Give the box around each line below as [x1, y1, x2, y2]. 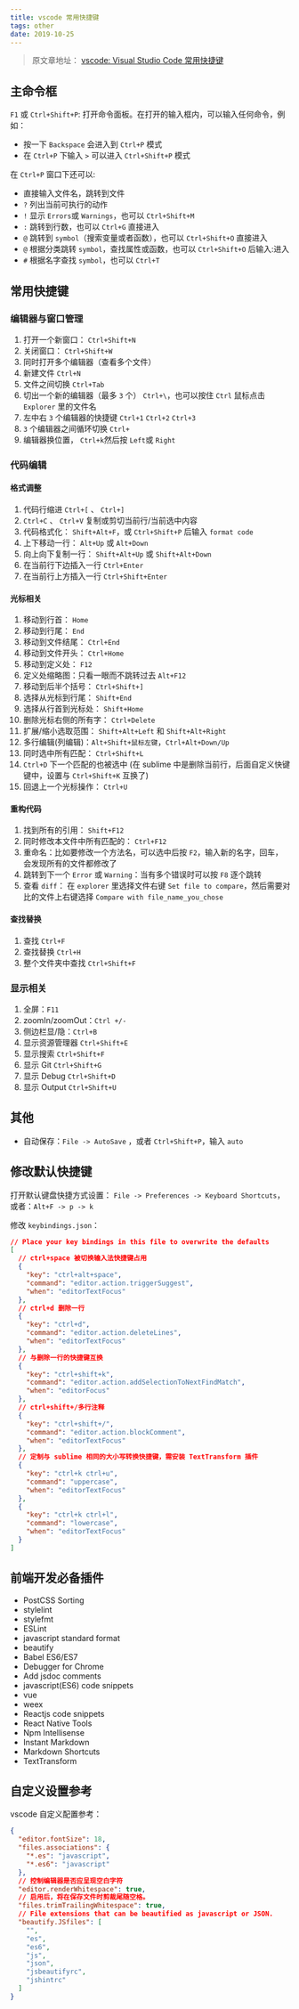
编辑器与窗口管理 [10, 313, 84, 325]
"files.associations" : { [18, 1843, 110, 1852]
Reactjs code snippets [22, 1708, 105, 1719]
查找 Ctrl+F [22, 935, 66, 946]
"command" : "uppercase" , [26, 1477, 118, 1486]
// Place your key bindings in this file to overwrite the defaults [10, 1237, 270, 1247]
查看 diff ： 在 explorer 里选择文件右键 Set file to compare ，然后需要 [22, 881, 283, 891]
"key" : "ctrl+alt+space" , [26, 1271, 123, 1280]
